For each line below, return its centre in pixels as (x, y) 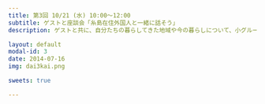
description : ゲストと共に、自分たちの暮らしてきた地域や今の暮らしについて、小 (125, 30)
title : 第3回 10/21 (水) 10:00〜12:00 (70, 15)
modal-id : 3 (28, 52)
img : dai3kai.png (37, 67)
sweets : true (30, 80)
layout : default (35, 44)
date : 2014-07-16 (37, 59)
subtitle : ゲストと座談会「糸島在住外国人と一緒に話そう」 (93, 23)
